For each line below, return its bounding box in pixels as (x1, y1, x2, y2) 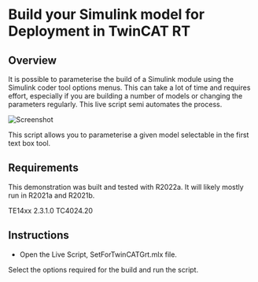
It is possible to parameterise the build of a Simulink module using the (8, 75, 234, 83)
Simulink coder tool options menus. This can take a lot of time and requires (8, 83, 251, 92)
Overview (8, 54, 57, 67)
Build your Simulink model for (8, 6, 205, 24)
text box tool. (8, 139, 51, 147)
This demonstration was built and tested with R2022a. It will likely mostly (8, 182, 244, 191)
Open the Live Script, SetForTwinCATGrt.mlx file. (19, 250, 177, 259)
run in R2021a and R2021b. (8, 191, 95, 200)
